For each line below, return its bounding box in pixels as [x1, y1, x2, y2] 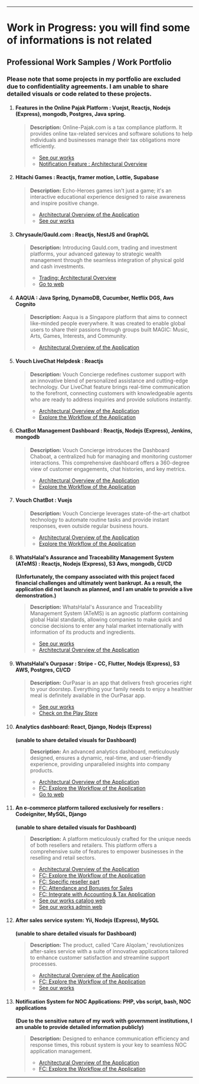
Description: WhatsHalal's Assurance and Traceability [30, 604, 163, 611]
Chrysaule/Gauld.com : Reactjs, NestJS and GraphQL [15, 231, 149, 238]
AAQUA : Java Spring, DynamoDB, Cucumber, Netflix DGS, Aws [15, 294, 174, 301]
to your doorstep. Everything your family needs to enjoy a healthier [30, 686, 193, 693]
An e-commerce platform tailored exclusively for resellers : [15, 804, 164, 811]
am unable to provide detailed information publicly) [15, 1024, 144, 1031]
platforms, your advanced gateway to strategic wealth [30, 250, 162, 257]
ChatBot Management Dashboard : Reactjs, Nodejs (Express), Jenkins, [15, 427, 193, 434]
